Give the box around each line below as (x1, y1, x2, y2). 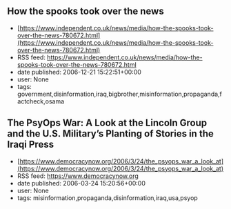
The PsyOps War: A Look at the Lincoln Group (7, 117, 208, 129)
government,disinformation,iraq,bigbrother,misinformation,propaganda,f (17, 90, 223, 98)
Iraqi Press (7, 139, 54, 150)
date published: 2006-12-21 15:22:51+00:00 (17, 68, 141, 76)
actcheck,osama (17, 97, 65, 106)
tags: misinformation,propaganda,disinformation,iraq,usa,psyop (17, 193, 198, 202)
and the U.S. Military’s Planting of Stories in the (7, 128, 214, 140)
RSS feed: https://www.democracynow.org (17, 172, 139, 180)
